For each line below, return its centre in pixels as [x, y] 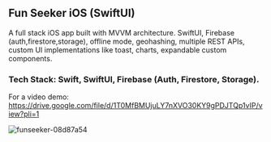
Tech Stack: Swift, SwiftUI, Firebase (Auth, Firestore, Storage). [134, 79]
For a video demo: [39, 97]
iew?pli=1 [24, 114]
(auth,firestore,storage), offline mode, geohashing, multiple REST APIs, [127, 41]
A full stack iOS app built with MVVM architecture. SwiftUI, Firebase [122, 32]
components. [30, 58]
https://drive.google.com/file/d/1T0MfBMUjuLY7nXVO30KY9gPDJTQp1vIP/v [135, 106]
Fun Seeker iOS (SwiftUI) [72, 13]
